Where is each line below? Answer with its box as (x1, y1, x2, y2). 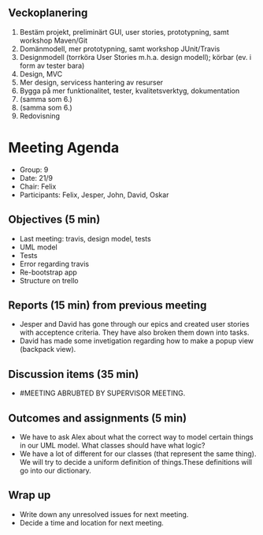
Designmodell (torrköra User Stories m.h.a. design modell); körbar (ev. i (19, 52, 252, 62)
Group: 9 (19, 165, 49, 174)
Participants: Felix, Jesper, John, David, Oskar (19, 189, 169, 200)
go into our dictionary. (19, 466, 92, 475)
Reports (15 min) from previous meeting (8, 298, 207, 312)
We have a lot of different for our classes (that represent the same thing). (19, 449, 257, 458)
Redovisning (19, 110, 61, 121)
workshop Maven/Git (19, 36, 88, 45)
